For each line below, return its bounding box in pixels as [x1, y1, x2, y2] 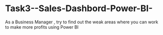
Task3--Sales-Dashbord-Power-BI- [5, 3, 153, 14]
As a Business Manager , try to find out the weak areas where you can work [5, 19, 159, 25]
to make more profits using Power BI [5, 24, 79, 30]
